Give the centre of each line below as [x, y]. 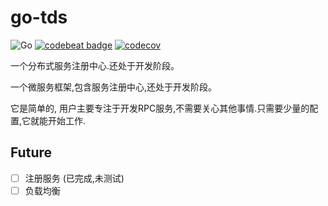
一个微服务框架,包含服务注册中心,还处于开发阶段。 [114, 87]
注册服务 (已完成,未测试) [74, 178]
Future [31, 152]
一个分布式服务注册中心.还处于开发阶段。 [95, 65]
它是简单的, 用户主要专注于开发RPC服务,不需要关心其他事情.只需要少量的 [160, 108]
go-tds [39, 17]
